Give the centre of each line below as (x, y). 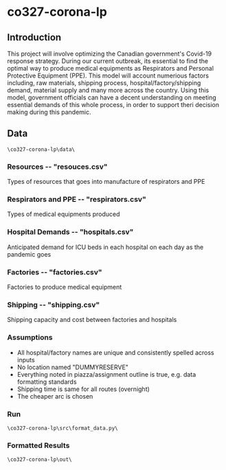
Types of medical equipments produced (64, 214)
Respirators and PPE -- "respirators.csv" (77, 200)
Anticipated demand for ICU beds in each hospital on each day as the (105, 247)
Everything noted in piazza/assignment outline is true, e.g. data (106, 374)
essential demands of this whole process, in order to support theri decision (113, 105)
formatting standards (47, 381)
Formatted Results (38, 445)
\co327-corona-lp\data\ (41, 149)
